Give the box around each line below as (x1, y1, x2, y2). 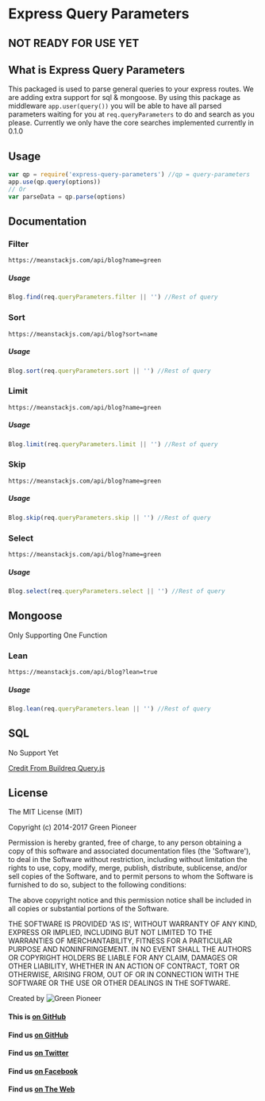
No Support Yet (8, 748, 59, 757)
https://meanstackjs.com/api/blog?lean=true (8, 668, 158, 676)
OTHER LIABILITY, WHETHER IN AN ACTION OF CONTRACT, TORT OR (8, 961, 240, 971)
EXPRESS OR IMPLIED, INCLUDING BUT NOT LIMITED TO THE (8, 928, 213, 937)
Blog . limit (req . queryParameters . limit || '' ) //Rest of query (8, 440, 218, 448)
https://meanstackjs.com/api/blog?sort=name (8, 330, 158, 338)
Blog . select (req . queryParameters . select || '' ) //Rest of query (8, 587, 225, 595)
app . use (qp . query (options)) (8, 178, 102, 187)
